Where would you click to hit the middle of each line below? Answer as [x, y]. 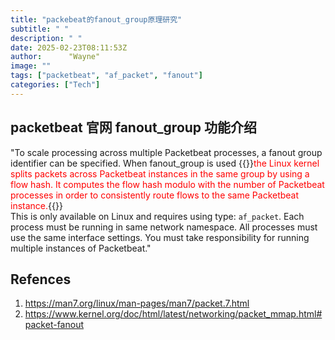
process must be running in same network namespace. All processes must [164, 227]
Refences [41, 279]
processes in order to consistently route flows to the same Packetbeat [155, 195]
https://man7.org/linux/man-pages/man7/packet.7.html [137, 303]
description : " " [46, 38]
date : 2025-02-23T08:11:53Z [69, 47]
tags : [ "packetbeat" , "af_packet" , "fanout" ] [106, 76]
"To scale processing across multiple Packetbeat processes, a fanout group [166, 152]
